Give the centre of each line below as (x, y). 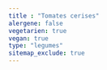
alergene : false (36, 23)
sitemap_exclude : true (47, 53)
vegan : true (28, 38)
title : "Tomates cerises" (54, 16)
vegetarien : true (38, 31)
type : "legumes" (36, 46)
